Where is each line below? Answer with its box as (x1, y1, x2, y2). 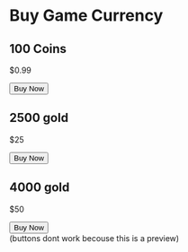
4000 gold (9, 180, 70, 196)
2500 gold (9, 110, 69, 126)
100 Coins (9, 41, 67, 56)
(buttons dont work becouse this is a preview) (9, 232, 180, 243)
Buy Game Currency (9, 5, 164, 26)
